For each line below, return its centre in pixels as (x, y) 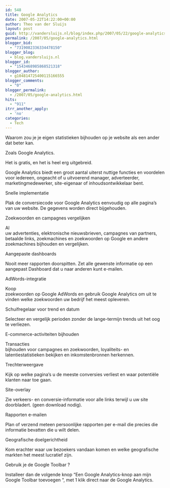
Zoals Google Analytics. (30, 153)
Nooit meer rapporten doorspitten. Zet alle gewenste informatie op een (79, 264)
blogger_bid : (19, 43)
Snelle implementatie (27, 193)
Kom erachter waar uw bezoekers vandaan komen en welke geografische (82, 449)
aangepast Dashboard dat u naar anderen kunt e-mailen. (64, 269)
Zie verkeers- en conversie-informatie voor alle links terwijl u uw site (77, 399)
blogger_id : (18, 62)
